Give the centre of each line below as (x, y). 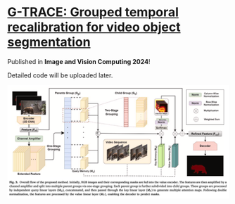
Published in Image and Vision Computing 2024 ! (79, 61)
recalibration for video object (94, 27)
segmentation (49, 42)
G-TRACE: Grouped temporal (93, 12)
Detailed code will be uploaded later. (60, 75)
